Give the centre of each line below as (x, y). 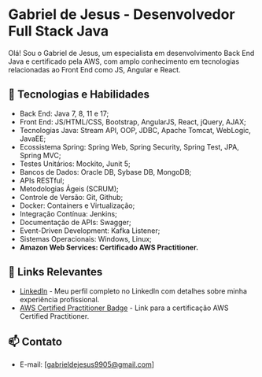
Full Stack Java (58, 31)
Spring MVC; (40, 155)
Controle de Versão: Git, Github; (71, 197)
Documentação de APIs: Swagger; (75, 222)
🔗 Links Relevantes (55, 272)
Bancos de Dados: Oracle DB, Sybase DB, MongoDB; (105, 172)
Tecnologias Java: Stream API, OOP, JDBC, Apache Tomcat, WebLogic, (135, 130)
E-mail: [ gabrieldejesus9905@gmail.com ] (87, 364)
